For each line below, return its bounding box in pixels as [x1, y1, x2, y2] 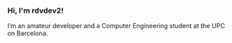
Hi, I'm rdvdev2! [7, 6, 64, 16]
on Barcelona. [7, 29, 48, 37]
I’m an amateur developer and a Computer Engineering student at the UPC [7, 22, 226, 30]
